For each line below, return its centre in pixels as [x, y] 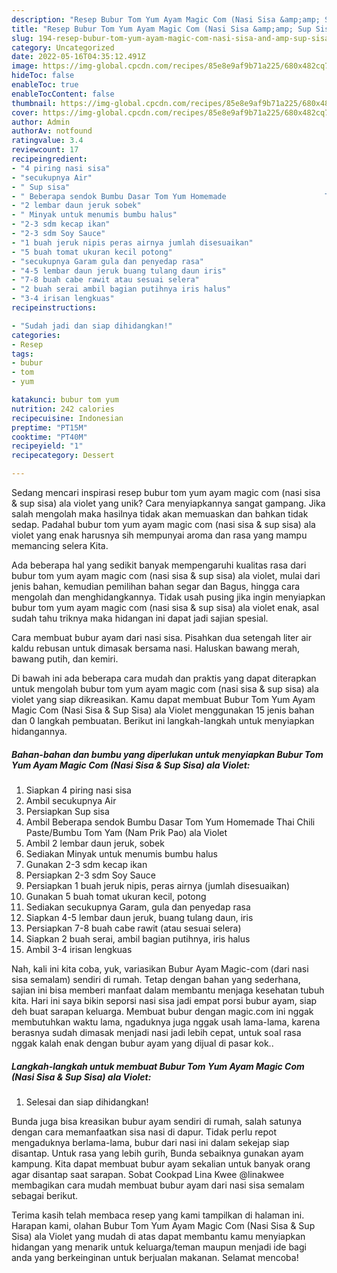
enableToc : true [45, 85]
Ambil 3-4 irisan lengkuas [79, 949]
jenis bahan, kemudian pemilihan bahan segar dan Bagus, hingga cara [156, 586]
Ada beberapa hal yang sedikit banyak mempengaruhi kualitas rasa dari [159, 565]
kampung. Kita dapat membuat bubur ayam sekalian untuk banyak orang [161, 1163]
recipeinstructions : [54, 308]
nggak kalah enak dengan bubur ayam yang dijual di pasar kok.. [142, 1043]
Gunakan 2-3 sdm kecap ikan [86, 864]
